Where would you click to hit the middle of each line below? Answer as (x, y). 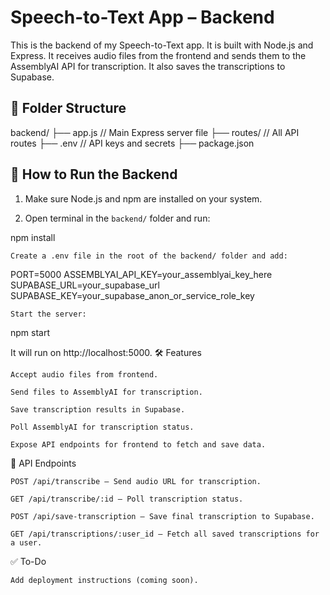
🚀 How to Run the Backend (94, 174)
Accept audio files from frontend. (84, 374)
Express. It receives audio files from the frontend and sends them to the (158, 55)
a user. (26, 542)
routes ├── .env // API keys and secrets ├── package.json (132, 143)
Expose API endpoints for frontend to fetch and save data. (138, 444)
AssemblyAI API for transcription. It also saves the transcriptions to (148, 66)
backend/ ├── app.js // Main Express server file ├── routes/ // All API (155, 132)
